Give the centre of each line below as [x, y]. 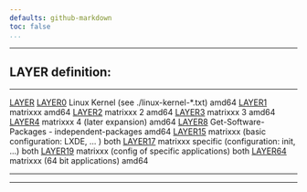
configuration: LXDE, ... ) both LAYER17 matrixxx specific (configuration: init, [153, 142]
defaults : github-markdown [61, 18]
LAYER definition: [60, 72]
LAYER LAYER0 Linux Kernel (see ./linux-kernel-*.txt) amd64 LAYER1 [138, 102]
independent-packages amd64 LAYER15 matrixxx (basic [160, 132]
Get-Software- [237, 122]
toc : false [30, 27]
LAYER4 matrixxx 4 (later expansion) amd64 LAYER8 [109, 122]
